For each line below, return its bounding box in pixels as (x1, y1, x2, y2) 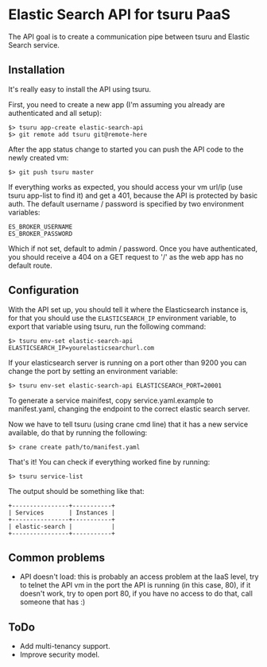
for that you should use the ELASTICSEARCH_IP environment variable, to (8, 313, 237, 322)
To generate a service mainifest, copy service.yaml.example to (8, 395, 214, 405)
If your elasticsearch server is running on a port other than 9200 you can (8, 357, 247, 367)
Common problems (8, 550, 106, 565)
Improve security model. (19, 650, 100, 660)
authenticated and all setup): (8, 108, 102, 118)
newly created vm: (8, 152, 69, 162)
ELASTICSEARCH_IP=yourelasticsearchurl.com (8, 344, 155, 352)
